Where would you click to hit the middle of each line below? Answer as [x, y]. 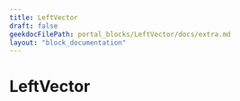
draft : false [34, 26]
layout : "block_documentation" [68, 42]
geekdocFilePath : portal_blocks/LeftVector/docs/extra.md [120, 34]
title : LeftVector [44, 17]
